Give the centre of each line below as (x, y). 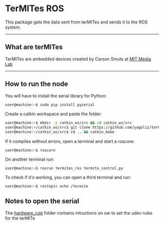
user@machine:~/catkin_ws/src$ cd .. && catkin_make (60, 132)
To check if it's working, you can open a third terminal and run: (68, 177)
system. (13, 27)
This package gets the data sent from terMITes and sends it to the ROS (76, 22)
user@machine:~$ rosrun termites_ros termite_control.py (64, 168)
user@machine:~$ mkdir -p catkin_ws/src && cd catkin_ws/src (69, 123)
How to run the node (37, 84)
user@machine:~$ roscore (30, 150)
